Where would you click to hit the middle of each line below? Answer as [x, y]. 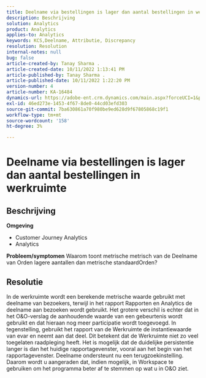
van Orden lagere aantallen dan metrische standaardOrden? [82, 262]
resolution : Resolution [37, 47]
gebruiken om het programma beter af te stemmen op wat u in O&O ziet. [97, 368]
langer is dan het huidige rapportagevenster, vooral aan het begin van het [99, 348]
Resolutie [25, 282]
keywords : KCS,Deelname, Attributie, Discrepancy [71, 41]
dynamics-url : [25, 98]
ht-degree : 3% [25, 127]
